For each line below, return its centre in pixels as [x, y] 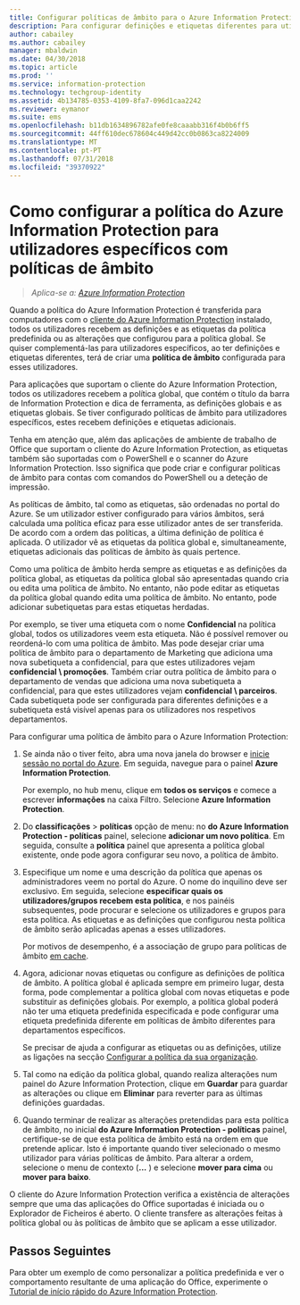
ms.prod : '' [31, 76]
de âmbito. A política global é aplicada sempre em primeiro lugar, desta [153, 983]
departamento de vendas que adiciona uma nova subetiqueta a [125, 682]
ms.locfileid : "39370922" [57, 167]
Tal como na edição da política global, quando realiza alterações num [150, 1075]
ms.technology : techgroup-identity [75, 92]
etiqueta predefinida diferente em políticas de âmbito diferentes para [149, 1021]
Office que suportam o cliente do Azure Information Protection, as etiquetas [149, 449]
